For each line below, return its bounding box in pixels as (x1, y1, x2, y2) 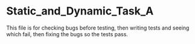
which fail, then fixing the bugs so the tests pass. (6, 30, 129, 37)
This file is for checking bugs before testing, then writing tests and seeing (6, 24, 190, 31)
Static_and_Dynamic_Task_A (6, 4, 154, 18)
